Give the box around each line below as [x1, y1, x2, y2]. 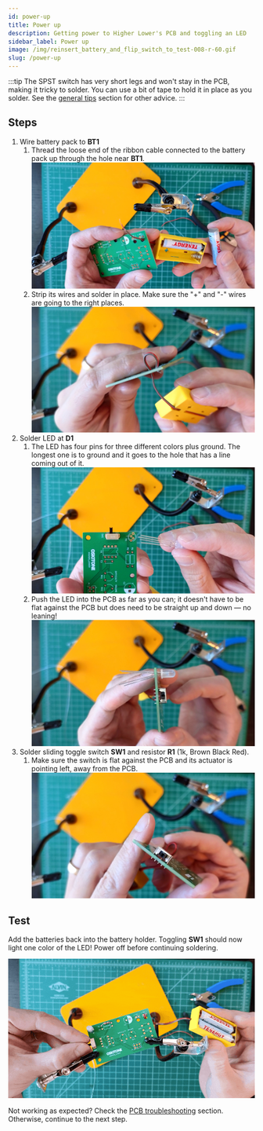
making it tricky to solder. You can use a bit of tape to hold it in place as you [8, 85, 253, 94]
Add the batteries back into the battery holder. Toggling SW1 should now [8, 935, 243, 944]
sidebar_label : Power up [8, 38, 89, 46]
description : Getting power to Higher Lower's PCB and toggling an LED [8, 29, 247, 37]
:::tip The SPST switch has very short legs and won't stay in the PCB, [8, 77, 230, 86]
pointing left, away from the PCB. [31, 763, 139, 773]
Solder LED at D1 [19, 434, 74, 443]
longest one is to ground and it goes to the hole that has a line [31, 450, 231, 459]
